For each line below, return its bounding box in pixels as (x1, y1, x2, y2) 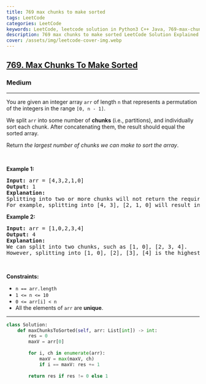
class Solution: (6, 322, 48, 328)
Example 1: (6, 165, 35, 172)
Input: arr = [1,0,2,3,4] (6, 225, 85, 232)
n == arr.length (15, 285, 57, 292)
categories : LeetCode (6, 20, 62, 26)
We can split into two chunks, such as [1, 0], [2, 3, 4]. (6, 243, 188, 250)
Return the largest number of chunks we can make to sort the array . (6, 141, 179, 149)
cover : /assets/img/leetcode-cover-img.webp (6, 37, 122, 43)
